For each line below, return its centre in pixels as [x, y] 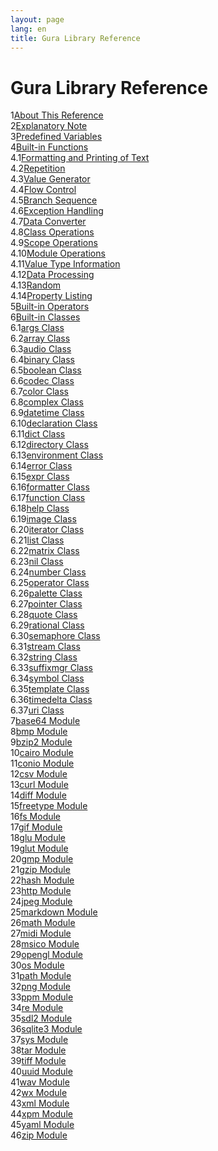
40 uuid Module [41, 1072]
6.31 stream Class [45, 647]
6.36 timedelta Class [51, 700]
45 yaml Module [42, 1125]
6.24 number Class [48, 572]
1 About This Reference [57, 115]
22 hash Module [42, 880]
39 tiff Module [38, 1061]
